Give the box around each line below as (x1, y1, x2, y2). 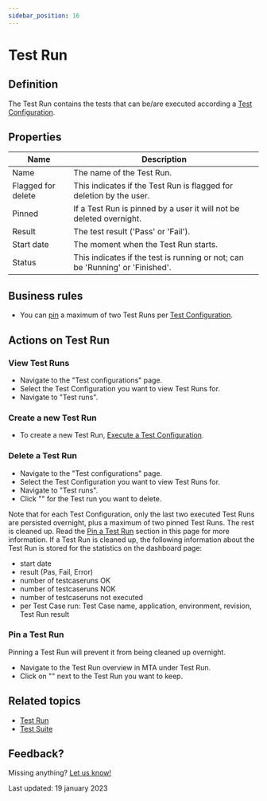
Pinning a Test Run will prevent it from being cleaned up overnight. (8, 647, 226, 657)
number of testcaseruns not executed (19, 592, 144, 602)
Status (12, 257, 37, 268)
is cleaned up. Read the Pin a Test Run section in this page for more (8, 526, 230, 536)
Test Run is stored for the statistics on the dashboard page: (8, 543, 203, 552)
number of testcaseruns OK (19, 575, 111, 585)
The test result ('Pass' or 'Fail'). (73, 226, 191, 238)
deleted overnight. (73, 213, 141, 224)
